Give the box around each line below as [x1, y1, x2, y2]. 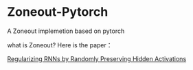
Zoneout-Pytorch [7, 4, 109, 20]
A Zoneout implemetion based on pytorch [7, 27, 125, 35]
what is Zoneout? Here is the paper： [7, 40, 113, 49]
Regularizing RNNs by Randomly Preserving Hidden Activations [7, 54, 187, 62]
